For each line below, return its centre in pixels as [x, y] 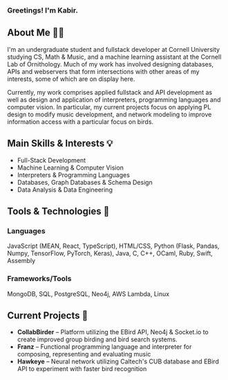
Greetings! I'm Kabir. [42, 10]
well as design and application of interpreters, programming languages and [114, 100]
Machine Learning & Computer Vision [70, 168]
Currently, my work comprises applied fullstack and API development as [110, 92]
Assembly [21, 261]
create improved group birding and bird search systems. [97, 340]
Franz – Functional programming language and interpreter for [104, 347]
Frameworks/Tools [39, 279]
